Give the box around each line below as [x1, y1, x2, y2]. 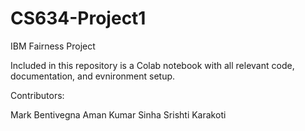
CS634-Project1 [10, 7, 147, 30]
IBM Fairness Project [10, 40, 96, 52]
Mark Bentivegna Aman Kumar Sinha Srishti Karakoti [10, 108, 227, 121]
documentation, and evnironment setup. [10, 70, 176, 82]
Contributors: [10, 89, 65, 101]
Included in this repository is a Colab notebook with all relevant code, [10, 59, 295, 71]
